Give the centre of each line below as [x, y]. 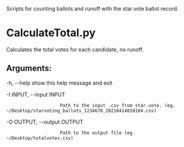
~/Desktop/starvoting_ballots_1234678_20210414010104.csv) [82, 110]
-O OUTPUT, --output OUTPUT [45, 122]
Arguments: [29, 68]
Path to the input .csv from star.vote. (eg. [117, 105]
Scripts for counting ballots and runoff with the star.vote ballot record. [92, 9]
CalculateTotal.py [51, 33]
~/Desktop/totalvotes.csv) [40, 138]
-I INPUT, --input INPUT [36, 94]
